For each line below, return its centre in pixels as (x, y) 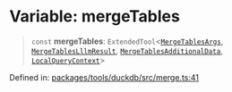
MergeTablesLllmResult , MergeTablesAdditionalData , (127, 50)
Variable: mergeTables (95, 17)
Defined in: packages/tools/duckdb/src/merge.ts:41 (104, 77)
